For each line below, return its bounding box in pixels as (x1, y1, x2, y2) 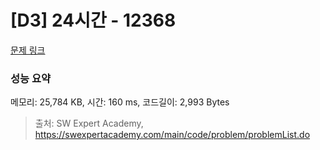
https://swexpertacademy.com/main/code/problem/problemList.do (34, 129, 311, 141)
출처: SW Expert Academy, (34, 117, 144, 130)
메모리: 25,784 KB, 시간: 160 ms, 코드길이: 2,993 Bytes (10, 96, 230, 108)
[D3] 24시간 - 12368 (10, 9, 177, 32)
